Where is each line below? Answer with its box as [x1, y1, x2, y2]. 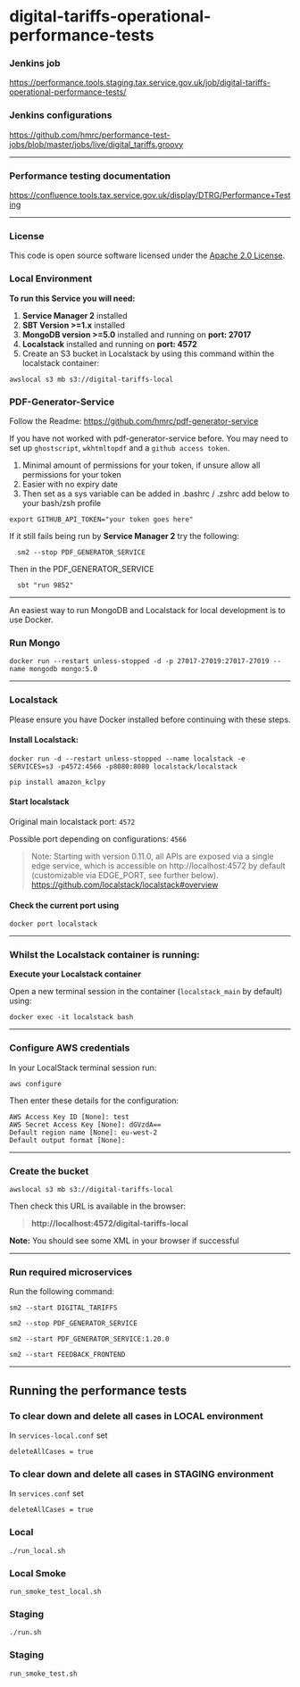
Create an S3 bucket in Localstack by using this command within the [21, 348, 275, 359]
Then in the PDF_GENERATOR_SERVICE [9, 563, 154, 574]
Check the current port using [9, 900, 119, 910]
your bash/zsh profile [21, 497, 102, 508]
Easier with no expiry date [21, 478, 119, 489]
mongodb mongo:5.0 [29, 665, 98, 674]
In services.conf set [9, 1488, 85, 1499]
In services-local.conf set [9, 1430, 109, 1441]
